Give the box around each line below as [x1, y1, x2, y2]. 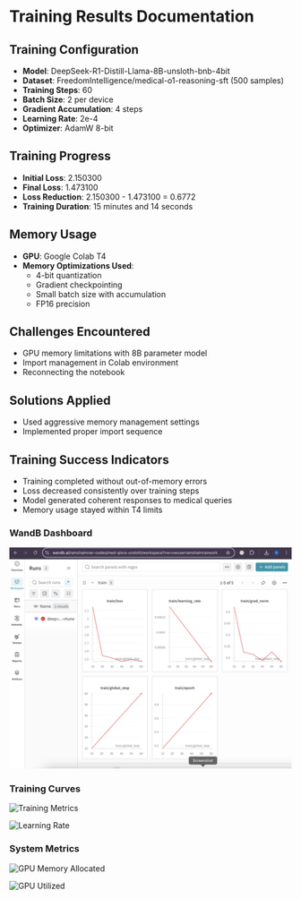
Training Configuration [9, 42, 139, 57]
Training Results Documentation [9, 6, 254, 27]
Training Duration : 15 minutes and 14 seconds [21, 201, 193, 211]
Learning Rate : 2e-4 [21, 114, 99, 124]
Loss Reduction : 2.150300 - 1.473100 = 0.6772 [21, 191, 196, 202]
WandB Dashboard [9, 527, 92, 539]
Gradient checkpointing [35, 279, 123, 290]
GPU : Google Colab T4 [21, 251, 107, 261]
